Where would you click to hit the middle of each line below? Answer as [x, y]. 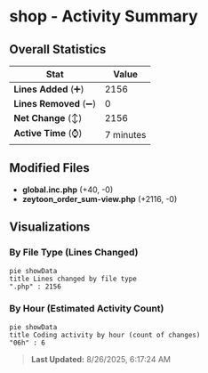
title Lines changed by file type [73, 279]
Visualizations [50, 227]
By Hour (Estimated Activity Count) [87, 309]
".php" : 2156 [36, 287]
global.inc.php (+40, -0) [68, 190]
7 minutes [125, 134]
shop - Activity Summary [104, 16]
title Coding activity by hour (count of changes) [105, 335]
